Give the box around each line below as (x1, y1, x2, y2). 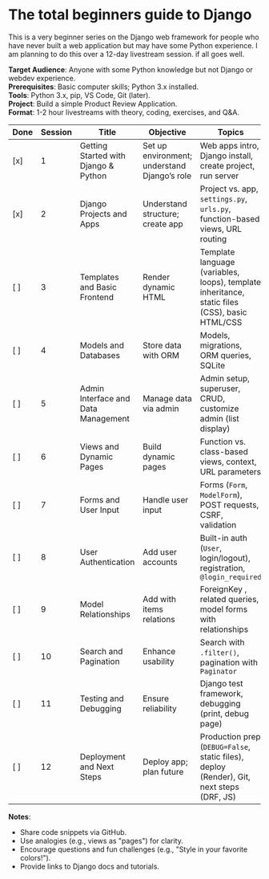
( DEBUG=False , (199, 741, 251, 752)
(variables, (199, 267, 240, 278)
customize (199, 403, 239, 414)
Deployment (79, 751, 126, 762)
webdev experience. (8, 73, 76, 83)
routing (199, 233, 227, 244)
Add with (143, 593, 177, 604)
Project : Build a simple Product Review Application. (8, 99, 178, 108)
